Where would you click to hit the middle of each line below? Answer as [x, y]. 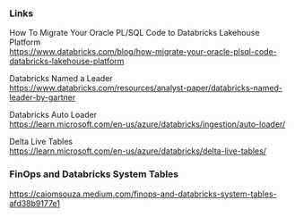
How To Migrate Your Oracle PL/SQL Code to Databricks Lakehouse [134, 33]
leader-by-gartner [43, 97]
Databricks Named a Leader [61, 79]
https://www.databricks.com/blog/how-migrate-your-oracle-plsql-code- [143, 52]
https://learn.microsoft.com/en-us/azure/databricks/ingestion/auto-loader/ [147, 124]
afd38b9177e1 [35, 203]
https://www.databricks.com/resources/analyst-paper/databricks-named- [146, 88]
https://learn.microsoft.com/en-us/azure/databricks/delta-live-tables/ [138, 151]
